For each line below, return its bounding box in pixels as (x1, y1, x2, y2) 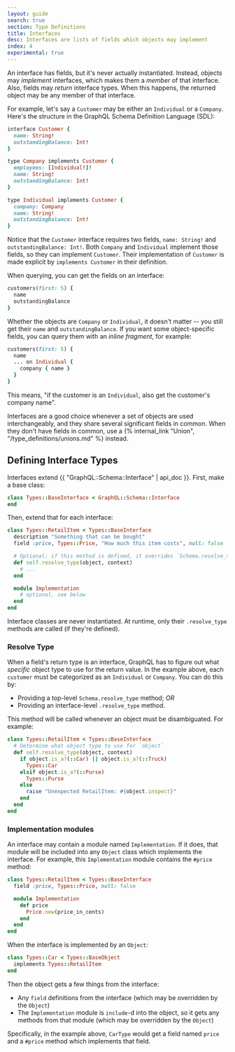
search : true (7, 17, 45, 24)
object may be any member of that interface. (7, 90, 136, 99)
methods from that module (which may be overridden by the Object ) (17, 1016, 215, 1024)
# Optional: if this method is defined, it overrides (13, 553, 173, 560)
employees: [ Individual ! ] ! (13, 164, 92, 172)
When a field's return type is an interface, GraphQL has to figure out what (7, 658, 220, 666)
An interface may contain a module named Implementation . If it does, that (7, 840, 218, 849)
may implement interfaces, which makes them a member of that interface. (7, 76, 220, 84)
